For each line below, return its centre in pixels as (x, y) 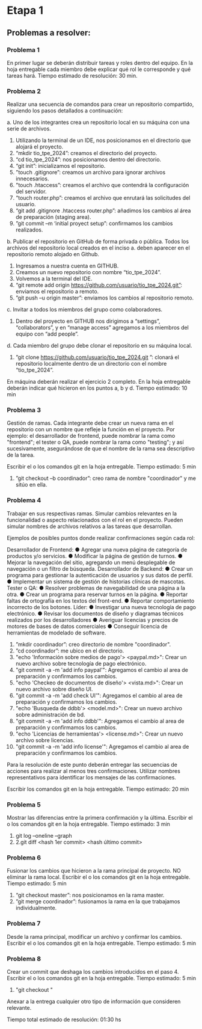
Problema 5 (24, 805)
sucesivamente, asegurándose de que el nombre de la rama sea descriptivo (101, 449)
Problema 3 (24, 410)
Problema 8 (24, 959)
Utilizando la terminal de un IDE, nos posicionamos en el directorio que (103, 140)
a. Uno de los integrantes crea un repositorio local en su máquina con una (98, 122)
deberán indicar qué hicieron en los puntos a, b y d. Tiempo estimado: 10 (97, 388)
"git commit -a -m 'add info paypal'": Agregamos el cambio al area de (102, 670)
